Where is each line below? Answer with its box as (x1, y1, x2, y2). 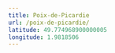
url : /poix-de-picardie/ (8, 19, 90, 26)
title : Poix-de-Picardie (8, 11, 90, 19)
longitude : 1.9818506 (8, 33, 80, 41)
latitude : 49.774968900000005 (8, 26, 108, 34)
